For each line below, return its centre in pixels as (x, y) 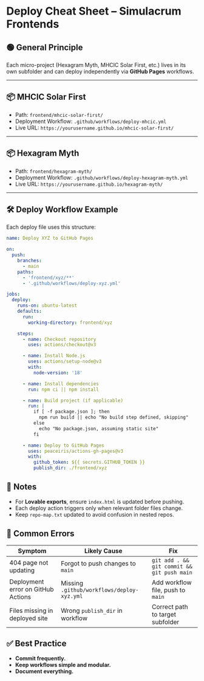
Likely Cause (103, 551)
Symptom (32, 551)
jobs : (13, 294)
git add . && (170, 560)
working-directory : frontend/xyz (70, 323)
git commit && (172, 566)
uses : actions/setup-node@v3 (65, 361)
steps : (25, 334)
